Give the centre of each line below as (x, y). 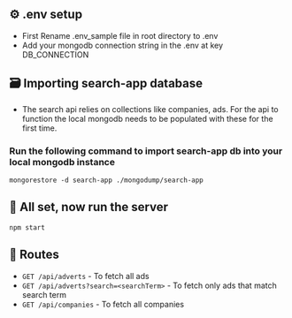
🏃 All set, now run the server (88, 207)
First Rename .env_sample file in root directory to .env (120, 35)
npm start (27, 227)
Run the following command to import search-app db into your (146, 151)
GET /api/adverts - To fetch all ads (85, 276)
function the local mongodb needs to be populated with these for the (147, 118)
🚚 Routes (34, 255)
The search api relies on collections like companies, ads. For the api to (150, 109)
